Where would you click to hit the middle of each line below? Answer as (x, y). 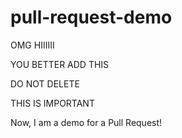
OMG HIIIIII (32, 45)
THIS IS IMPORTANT (52, 103)
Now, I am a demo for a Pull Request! (86, 122)
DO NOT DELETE (45, 83)
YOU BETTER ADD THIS (60, 64)
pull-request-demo (91, 17)
